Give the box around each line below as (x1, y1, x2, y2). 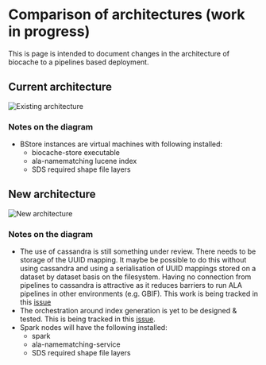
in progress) (8, 22, 91, 41)
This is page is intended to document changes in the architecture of (8, 49, 230, 58)
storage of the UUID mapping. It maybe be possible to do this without (19, 255, 247, 265)
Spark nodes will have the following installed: (19, 323, 168, 332)
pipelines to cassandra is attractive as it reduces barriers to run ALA (19, 281, 242, 290)
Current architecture (8, 80, 113, 94)
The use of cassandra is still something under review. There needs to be (19, 247, 256, 256)
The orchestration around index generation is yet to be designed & (19, 306, 237, 316)
